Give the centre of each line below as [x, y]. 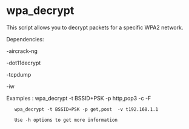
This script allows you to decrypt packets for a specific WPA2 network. [95, 27]
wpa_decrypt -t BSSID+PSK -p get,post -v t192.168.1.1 [86, 109]
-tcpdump [19, 74]
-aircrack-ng [22, 51]
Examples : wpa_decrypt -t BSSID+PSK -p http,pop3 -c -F [79, 98]
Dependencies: [25, 39]
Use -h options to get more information [66, 120]
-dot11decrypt [24, 63]
